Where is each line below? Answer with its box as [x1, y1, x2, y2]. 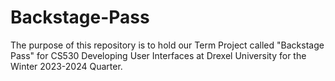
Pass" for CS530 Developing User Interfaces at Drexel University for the [10, 49, 307, 61]
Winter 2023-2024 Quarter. [10, 60, 123, 72]
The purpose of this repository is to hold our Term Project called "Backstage [10, 39, 325, 51]
